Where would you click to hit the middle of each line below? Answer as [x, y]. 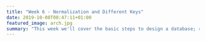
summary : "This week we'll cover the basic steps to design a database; [101, 29]
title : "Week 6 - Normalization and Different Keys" [75, 12]
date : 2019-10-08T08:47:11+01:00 [49, 17]
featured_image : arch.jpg [39, 23]
